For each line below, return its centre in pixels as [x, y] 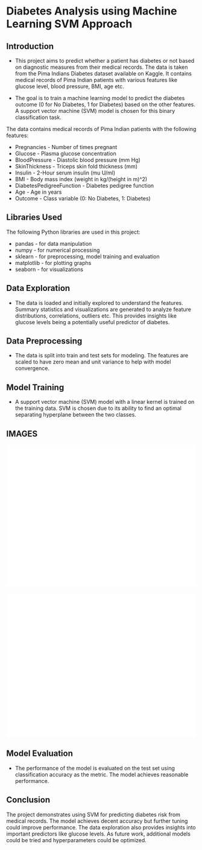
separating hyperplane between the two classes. [76, 415]
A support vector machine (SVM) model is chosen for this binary [95, 111]
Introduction [30, 46]
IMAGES [22, 434]
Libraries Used [34, 218]
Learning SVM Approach [69, 24]
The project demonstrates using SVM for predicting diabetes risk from [93, 814]
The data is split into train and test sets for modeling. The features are [102, 356]
